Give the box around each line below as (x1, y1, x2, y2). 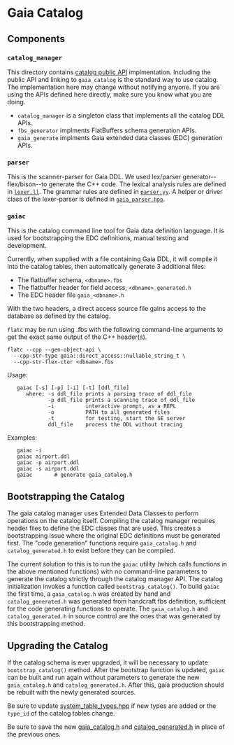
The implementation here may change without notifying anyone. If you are (7, 83, 220, 91)
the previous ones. (7, 730, 61, 739)
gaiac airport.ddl (16, 453, 71, 460)
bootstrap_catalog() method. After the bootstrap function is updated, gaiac (7, 666, 225, 674)
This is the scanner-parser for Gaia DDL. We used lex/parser (7, 173, 182, 181)
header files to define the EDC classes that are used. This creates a (7, 524, 201, 533)
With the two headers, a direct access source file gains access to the (7, 305, 206, 313)
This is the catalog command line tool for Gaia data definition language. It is (7, 226, 225, 235)
